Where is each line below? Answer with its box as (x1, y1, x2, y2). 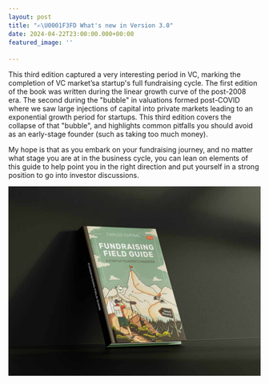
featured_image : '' (8, 38, 74, 46)
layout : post (8, 13, 52, 21)
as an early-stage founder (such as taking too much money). (8, 129, 208, 139)
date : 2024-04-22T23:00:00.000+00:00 (8, 30, 134, 38)
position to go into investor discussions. (8, 171, 139, 180)
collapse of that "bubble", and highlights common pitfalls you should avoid (8, 121, 254, 131)
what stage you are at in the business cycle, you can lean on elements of (8, 153, 248, 164)
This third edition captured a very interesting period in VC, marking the (8, 70, 242, 79)
